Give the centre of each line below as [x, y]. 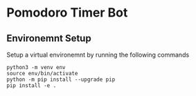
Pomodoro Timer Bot [67, 13]
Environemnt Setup [49, 38]
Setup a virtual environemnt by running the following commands [98, 55]
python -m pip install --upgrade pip [61, 79]
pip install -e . [32, 86]
